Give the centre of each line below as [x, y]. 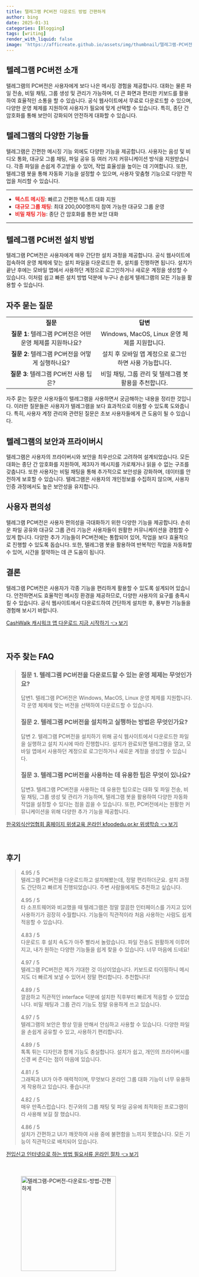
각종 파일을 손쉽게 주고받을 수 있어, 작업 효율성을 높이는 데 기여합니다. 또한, [101, 166]
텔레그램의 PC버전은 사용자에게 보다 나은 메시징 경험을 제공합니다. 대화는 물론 [96, 85]
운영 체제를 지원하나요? [51, 343]
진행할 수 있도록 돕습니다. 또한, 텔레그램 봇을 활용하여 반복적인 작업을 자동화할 [102, 544]
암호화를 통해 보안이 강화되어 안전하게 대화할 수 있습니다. [72, 115]
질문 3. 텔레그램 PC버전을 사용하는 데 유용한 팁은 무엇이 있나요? [105, 775]
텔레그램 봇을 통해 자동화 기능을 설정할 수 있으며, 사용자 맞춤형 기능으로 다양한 [96, 173]
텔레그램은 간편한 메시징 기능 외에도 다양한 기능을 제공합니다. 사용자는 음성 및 [95, 151]
